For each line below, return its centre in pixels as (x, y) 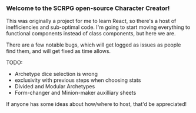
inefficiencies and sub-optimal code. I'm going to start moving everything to (98, 27)
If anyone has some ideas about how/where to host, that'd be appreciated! (97, 104)
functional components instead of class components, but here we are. (91, 34)
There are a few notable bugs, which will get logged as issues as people (94, 45)
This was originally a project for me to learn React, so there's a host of (91, 21)
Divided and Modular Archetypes (55, 87)
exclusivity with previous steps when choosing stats (78, 80)
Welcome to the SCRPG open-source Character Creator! (88, 8)
